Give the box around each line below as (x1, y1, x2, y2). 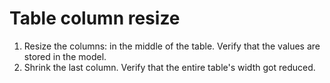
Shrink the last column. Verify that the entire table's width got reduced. (23, 61, 316, 73)
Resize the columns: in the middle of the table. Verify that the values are (23, 40, 321, 52)
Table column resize (9, 7, 181, 30)
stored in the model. (23, 50, 107, 62)
